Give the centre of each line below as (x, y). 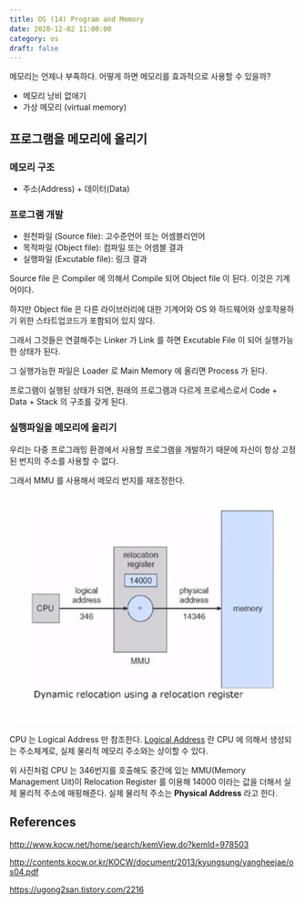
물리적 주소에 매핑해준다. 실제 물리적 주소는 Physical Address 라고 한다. (148, 793)
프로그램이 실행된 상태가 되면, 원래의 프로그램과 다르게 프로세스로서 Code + (143, 390)
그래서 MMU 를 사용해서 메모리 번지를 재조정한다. (97, 480)
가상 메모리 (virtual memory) (75, 107)
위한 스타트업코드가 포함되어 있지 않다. (87, 321)
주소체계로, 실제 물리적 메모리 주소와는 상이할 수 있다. (113, 751)
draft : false (34, 48)
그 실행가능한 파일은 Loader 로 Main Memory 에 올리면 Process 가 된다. (138, 371)
